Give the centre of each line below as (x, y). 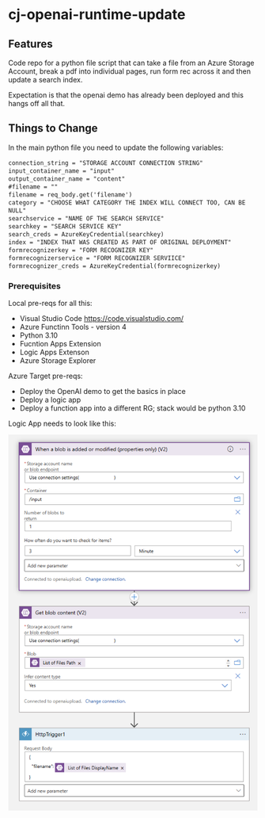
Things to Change (53, 128)
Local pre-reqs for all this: (50, 304)
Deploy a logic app (50, 400)
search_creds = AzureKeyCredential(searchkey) (86, 234)
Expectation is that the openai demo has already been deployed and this (126, 95)
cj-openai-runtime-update (97, 15)
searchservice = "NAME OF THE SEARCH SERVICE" (86, 218)
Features (30, 44)
